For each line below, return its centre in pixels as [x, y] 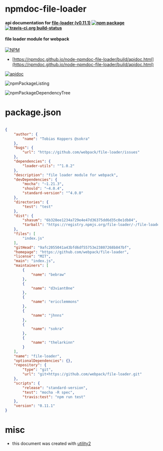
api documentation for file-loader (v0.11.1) [48, 22]
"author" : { [26, 134]
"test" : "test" [38, 207]
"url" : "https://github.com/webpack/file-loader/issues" [81, 152]
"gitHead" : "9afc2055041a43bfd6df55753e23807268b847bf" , [73, 247]
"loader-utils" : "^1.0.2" [49, 166]
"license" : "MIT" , [32, 257]
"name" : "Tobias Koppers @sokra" [56, 139]
